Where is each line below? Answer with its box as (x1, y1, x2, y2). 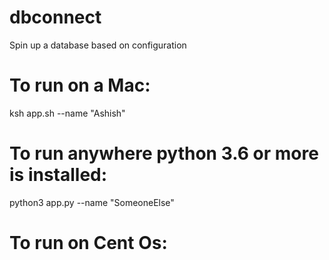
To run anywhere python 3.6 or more (9, 142, 319, 165)
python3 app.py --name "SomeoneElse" (9, 196, 175, 208)
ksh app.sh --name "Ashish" (9, 107, 126, 119)
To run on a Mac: (9, 74, 151, 97)
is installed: (9, 164, 108, 186)
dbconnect (9, 6, 102, 29)
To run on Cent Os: (9, 232, 168, 254)
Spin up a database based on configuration (9, 39, 187, 51)
